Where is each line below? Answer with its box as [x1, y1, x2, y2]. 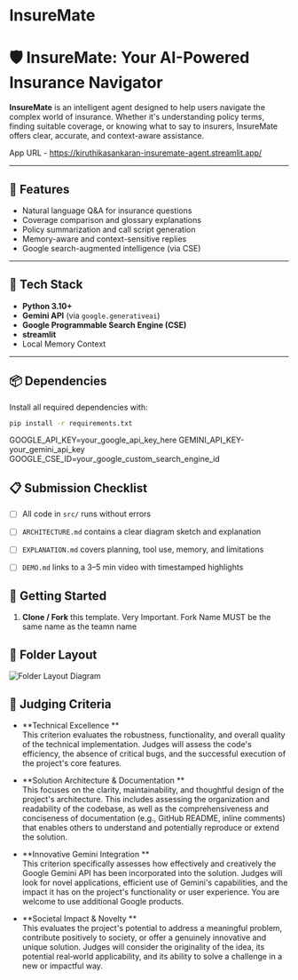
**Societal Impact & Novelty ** [21, 912, 137, 924]
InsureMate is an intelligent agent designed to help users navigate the [9, 102, 266, 113]
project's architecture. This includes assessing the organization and [21, 793, 271, 804]
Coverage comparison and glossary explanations [21, 214, 202, 225]
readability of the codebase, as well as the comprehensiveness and [21, 803, 269, 814]
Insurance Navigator [9, 73, 163, 93]
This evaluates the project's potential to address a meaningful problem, [21, 922, 283, 933]
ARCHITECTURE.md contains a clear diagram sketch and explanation [21, 526, 262, 538]
